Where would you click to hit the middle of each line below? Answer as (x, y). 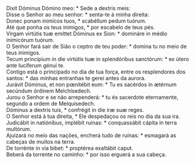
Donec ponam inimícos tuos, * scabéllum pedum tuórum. (76, 21)
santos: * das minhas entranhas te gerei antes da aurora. (76, 78)
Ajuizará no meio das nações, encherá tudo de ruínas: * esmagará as (91, 135)
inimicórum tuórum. (30, 40)
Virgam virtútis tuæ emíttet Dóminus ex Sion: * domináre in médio (87, 34)
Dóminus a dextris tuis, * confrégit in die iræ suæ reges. (75, 110)
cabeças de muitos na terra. (41, 142)
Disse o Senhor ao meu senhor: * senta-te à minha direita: (78, 14)
